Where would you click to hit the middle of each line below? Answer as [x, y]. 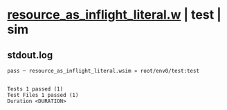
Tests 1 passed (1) [35, 89]
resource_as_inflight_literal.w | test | [114, 15]
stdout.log [30, 55]
